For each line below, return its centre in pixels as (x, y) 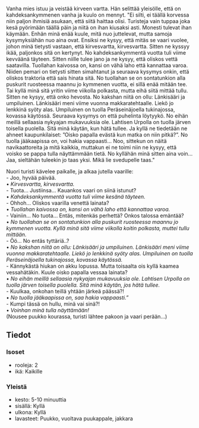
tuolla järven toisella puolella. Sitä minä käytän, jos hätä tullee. (83, 285)
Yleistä (17, 386)
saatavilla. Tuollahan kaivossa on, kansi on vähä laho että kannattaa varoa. (97, 65)
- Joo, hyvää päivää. (31, 178)
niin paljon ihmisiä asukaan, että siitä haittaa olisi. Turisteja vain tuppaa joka (98, 21)
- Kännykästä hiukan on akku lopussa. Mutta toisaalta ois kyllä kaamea (93, 266)
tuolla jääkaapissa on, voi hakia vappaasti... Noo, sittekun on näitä (87, 141)
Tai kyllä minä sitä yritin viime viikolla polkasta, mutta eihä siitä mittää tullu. (97, 91)
